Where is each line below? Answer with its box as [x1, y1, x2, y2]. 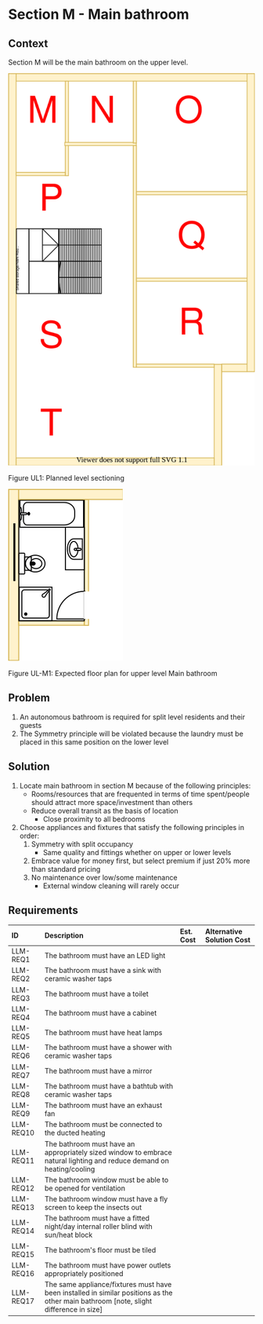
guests [19, 720, 42, 730]
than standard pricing [31, 864, 101, 873]
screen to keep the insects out [44, 1203, 142, 1212]
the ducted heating [44, 1128, 106, 1138]
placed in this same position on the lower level [19, 737, 169, 747]
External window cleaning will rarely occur [42, 881, 180, 891]
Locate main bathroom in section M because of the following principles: [19, 781, 251, 790]
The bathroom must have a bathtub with [44, 1081, 174, 1091]
